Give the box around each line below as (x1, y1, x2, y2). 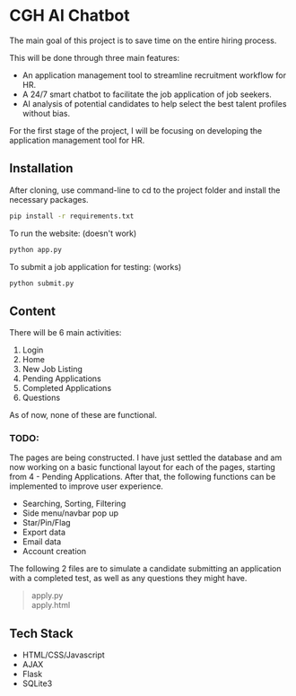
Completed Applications (22, 383, 112, 394)
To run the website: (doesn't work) (9, 228, 137, 239)
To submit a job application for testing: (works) (9, 261, 182, 272)
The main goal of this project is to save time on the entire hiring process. (9, 35, 277, 46)
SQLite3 (22, 678, 53, 689)
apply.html (30, 600, 71, 611)
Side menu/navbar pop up (22, 508, 119, 518)
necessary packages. (9, 194, 89, 204)
